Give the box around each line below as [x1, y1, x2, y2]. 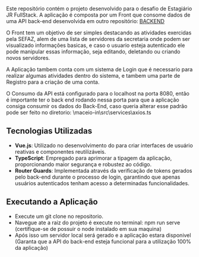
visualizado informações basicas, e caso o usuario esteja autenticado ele [6, 42, 185, 49]
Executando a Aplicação [6, 197, 98, 207]
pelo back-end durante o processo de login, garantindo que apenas [14, 173, 181, 180]
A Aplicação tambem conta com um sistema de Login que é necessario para [6, 66, 193, 73]
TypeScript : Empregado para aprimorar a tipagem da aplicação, [14, 154, 172, 161]
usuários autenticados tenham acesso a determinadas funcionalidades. [14, 179, 189, 186]
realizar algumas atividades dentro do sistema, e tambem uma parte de [6, 72, 181, 79]
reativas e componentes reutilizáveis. [14, 148, 106, 155]
